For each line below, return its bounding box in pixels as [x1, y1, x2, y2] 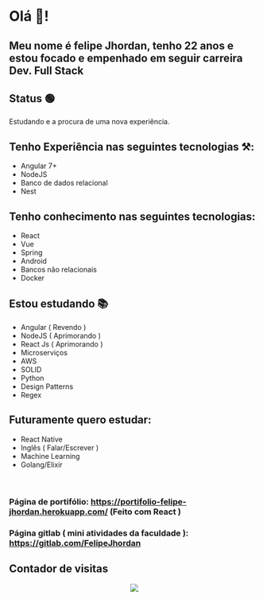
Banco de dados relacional [20, 178, 108, 188]
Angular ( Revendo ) [20, 322, 87, 331]
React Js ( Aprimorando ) [20, 339, 103, 349]
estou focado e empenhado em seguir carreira [9, 51, 243, 65]
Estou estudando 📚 [9, 297, 109, 311]
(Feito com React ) [109, 506, 181, 517]
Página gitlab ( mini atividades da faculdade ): [9, 527, 189, 539]
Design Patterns [20, 382, 74, 391]
